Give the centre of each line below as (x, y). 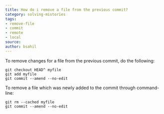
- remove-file (20, 24)
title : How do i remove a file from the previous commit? (67, 10)
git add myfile (21, 74)
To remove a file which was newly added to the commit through (70, 88)
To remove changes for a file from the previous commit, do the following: (80, 60)
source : (13, 42)
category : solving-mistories (35, 14)
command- (148, 88)
